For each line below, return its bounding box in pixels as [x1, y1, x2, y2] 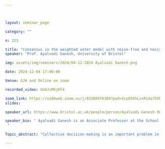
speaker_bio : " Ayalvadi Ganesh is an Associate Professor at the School [5, 118, 160, 123]
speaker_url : [5, 110, 32, 114]
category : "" [5, 29, 32, 34]
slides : [5, 101, 21, 106]
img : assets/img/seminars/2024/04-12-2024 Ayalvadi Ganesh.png [5, 60, 137, 66]
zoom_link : [5, 96, 27, 101]
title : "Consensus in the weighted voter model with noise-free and [5, 47, 148, 52]
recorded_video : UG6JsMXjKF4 [5, 87, 65, 92]
